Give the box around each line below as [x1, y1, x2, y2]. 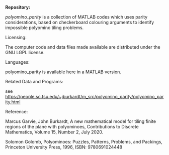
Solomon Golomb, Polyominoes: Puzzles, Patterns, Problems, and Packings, [5, 139, 162, 144]
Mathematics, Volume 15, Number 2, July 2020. [5, 129, 104, 135]
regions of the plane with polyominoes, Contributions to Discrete [5, 124, 139, 129]
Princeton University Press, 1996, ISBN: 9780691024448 [5, 144, 122, 150]
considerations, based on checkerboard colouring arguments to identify [5, 20, 154, 25]
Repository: [5, 5, 31, 10]
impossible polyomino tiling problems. [5, 25, 84, 31]
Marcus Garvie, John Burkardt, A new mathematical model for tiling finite [5, 118, 156, 124]
